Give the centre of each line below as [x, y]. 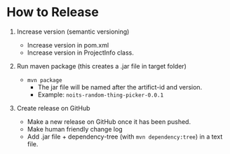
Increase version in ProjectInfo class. [81, 52]
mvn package [45, 80]
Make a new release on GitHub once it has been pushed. [109, 121]
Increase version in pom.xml [68, 45]
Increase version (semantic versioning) [73, 31]
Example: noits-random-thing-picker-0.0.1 [101, 94]
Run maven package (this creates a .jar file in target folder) [102, 66]
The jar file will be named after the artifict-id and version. [120, 87]
